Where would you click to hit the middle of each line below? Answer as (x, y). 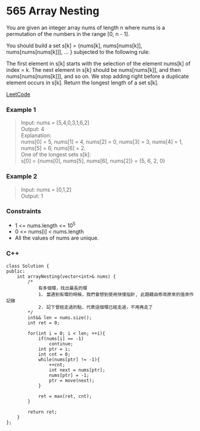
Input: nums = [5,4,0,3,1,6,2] (55, 123)
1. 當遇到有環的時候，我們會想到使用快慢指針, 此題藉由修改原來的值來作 (116, 295)
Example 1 (21, 110)
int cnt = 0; (54, 354)
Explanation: (36, 135)
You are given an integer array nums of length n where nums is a (86, 28)
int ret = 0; (44, 323)
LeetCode (19, 94)
